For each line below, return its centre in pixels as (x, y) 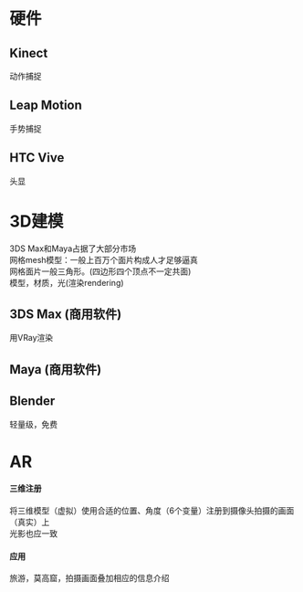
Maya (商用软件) (56, 370)
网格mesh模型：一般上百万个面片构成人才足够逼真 (104, 259)
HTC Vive (37, 158)
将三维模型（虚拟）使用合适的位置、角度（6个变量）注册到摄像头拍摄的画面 (152, 510)
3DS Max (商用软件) (66, 314)
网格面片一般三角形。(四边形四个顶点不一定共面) (100, 271)
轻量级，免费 (33, 424)
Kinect (29, 53)
